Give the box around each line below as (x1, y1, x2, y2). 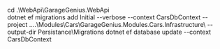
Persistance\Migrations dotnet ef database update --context (38, 28, 212, 36)
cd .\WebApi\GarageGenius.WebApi (7, 6, 110, 14)
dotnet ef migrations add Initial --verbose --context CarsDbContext (7, 13, 201, 21)
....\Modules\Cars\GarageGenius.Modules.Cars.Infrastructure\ (29, 21, 206, 28)
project (7, 21, 28, 28)
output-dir (7, 28, 37, 36)
